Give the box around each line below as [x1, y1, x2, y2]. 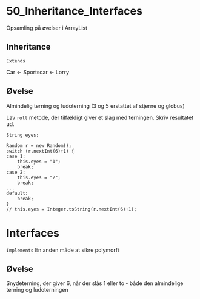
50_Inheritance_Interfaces [6, 4, 142, 18]
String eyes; [6, 132, 39, 138]
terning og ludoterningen [6, 286, 68, 294]
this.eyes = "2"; [17, 174, 61, 180]
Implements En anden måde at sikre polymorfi [6, 246, 119, 254]
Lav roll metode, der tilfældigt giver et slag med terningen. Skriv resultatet [6, 114, 194, 121]
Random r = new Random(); [6, 142, 72, 149]
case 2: [6, 169, 26, 175]
